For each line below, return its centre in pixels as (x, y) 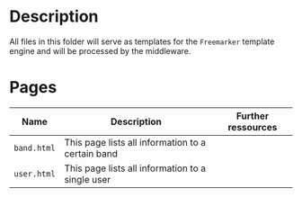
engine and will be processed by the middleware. (100, 50)
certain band (91, 153)
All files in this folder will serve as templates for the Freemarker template (142, 41)
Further (253, 116)
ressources (253, 127)
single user (88, 179)
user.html (35, 174)
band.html (35, 148)
